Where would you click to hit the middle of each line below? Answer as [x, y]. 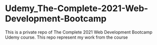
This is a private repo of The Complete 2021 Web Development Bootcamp [79, 32]
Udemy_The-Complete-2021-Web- [77, 8]
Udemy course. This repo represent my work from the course [66, 37]
